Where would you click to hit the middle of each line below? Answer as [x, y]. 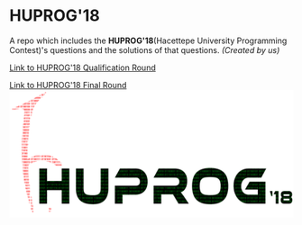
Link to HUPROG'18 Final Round [68, 85]
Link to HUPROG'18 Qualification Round [82, 67]
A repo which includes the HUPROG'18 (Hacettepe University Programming [148, 40]
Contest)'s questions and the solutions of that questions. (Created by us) [145, 49]
